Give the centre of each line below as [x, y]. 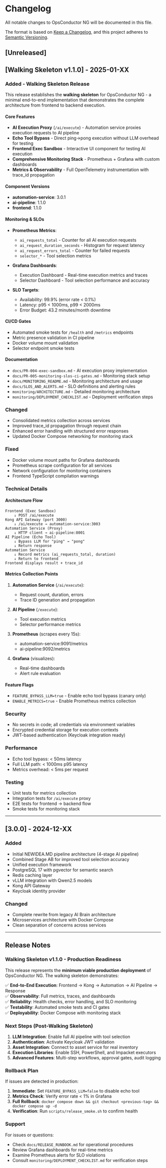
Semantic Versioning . [27, 37]
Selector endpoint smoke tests [43, 348]
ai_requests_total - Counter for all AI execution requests [78, 240]
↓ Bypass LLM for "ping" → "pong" [49, 541]
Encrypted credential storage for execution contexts [65, 730]
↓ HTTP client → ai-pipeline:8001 [49, 533]
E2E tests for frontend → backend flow [52, 803]
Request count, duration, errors [52, 594]
